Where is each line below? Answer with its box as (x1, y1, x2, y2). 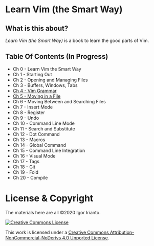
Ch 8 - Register (12, 109, 45, 116)
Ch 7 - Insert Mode (12, 104, 53, 110)
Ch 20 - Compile (12, 174, 48, 181)
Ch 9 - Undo (12, 115, 39, 121)
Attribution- (109, 229, 135, 235)
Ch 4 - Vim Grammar (12, 87, 57, 94)
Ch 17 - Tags (12, 158, 40, 164)
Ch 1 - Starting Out (12, 71, 52, 77)
